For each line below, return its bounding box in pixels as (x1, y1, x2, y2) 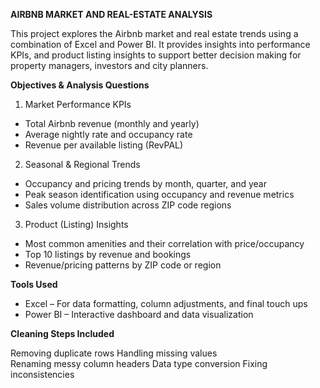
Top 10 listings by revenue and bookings (24, 249, 192, 260)
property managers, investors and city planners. (10, 60, 209, 71)
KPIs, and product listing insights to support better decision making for (10, 49, 302, 61)
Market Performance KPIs (24, 99, 132, 110)
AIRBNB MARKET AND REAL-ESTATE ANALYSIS (10, 9, 213, 20)
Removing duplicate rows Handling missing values (10, 347, 218, 359)
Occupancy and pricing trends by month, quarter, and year (24, 178, 267, 189)
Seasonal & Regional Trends (24, 159, 141, 170)
